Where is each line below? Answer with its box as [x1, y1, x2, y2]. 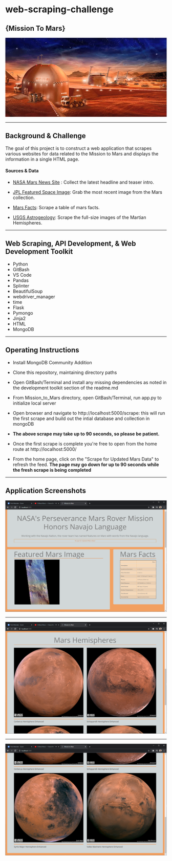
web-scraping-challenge [5, 4, 114, 15]
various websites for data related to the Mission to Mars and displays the [5, 150, 159, 157]
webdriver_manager [12, 293, 55, 300]
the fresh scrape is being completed [12, 467, 92, 473]
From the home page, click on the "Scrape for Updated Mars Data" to [12, 456, 159, 462]
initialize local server [12, 400, 56, 406]
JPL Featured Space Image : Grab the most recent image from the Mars [12, 189, 163, 195]
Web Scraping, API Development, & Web [5, 239, 136, 248]
